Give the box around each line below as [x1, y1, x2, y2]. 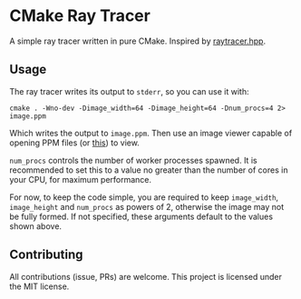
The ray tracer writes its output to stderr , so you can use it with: [9, 85, 249, 96]
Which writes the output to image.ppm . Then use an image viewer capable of [9, 127, 293, 138]
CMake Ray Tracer [9, 5, 151, 26]
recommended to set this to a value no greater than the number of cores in [9, 164, 288, 175]
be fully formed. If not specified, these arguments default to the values [9, 211, 274, 222]
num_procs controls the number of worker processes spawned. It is [9, 154, 257, 165]
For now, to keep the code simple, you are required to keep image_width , [9, 192, 279, 203]
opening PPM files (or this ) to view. [9, 137, 141, 148]
